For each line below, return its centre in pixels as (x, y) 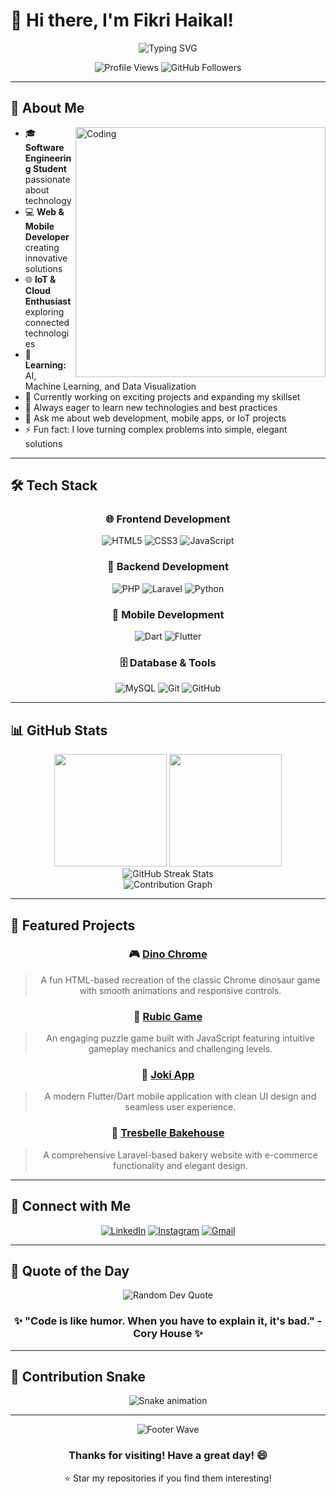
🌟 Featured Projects (73, 925)
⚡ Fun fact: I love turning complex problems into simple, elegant (156, 429)
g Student (45, 168)
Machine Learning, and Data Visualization (110, 386)
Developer (47, 236)
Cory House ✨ (168, 1334)
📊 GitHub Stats (59, 730)
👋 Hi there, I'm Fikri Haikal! (122, 20)
